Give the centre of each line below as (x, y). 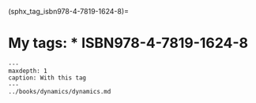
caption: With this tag (47, 78)
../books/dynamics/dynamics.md (60, 91)
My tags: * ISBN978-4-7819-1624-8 (128, 43)
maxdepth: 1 (28, 71)
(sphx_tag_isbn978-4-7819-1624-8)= (68, 11)
